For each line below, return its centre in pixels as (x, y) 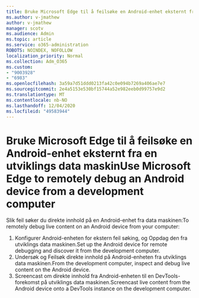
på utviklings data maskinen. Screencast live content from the (116, 283)
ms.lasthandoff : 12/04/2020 (41, 106)
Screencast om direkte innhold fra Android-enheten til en (84, 276)
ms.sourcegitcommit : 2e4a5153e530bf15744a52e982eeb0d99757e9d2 (86, 89)
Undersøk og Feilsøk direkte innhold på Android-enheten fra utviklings (100, 257)
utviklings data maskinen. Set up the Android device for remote (91, 244)
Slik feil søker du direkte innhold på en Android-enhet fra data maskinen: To (98, 220)
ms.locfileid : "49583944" (38, 111)
